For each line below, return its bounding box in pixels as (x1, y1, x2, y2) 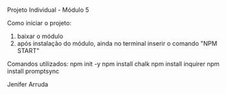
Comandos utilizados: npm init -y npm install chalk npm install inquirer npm (7, 60, 220, 67)
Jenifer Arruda (7, 80, 49, 88)
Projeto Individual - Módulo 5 (7, 6, 89, 14)
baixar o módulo (16, 32, 64, 40)
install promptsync (7, 67, 60, 75)
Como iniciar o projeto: (7, 19, 72, 27)
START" (16, 47, 40, 54)
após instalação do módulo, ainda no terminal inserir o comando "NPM (16, 40, 218, 47)
